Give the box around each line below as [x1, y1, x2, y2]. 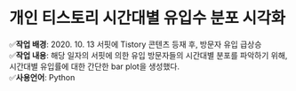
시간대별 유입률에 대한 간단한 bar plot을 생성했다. [9, 61, 180, 72]
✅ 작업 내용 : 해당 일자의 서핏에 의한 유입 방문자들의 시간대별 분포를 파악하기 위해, [9, 49, 288, 60]
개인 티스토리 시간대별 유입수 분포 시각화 [9, 8, 286, 28]
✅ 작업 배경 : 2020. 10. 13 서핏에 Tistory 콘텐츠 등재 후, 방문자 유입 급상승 [9, 39, 262, 49]
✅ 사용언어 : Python [9, 72, 76, 82]
